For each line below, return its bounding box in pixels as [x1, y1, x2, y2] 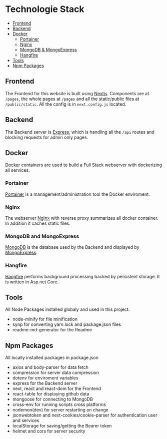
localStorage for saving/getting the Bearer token [12, 423, 112, 429]
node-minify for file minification [12, 316, 77, 322]
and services [12, 417, 39, 423]
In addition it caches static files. [5, 220, 70, 226]
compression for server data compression [12, 369, 99, 376]
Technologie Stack [5, 4, 84, 15]
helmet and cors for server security [12, 428, 85, 434]
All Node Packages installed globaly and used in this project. [5, 306, 130, 312]
